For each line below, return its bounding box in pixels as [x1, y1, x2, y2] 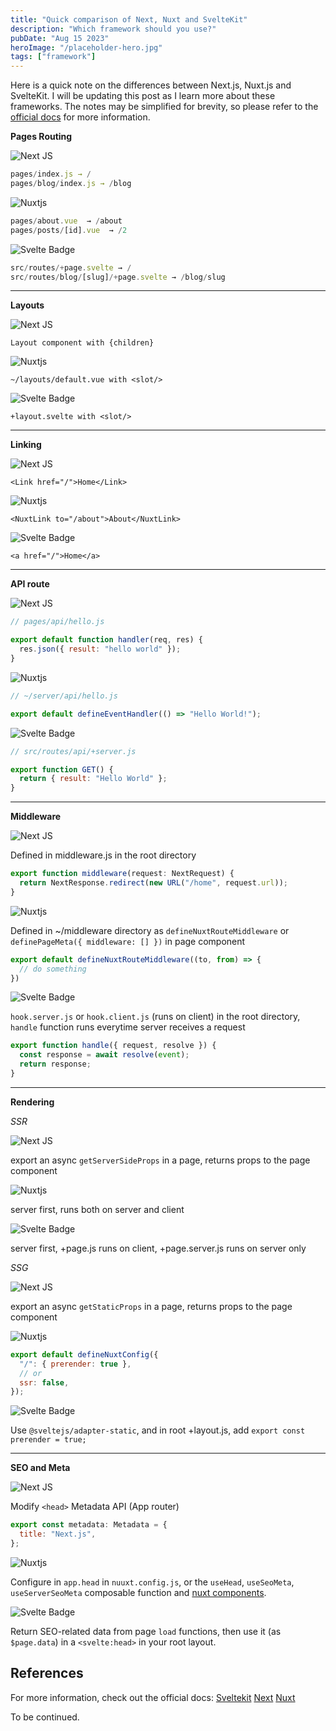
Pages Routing [10, 131, 73, 143]
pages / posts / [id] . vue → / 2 [10, 225, 128, 235]
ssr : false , [19, 1377, 70, 1388]
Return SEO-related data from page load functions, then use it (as [10, 1625, 282, 1637]
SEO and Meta [10, 1462, 71, 1474]
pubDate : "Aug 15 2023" [10, 33, 110, 43]
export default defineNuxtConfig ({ [10, 1349, 159, 1360]
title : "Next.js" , [19, 1529, 97, 1540]
